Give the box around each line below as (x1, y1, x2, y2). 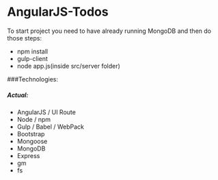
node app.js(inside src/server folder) (16, 62, 121, 70)
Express (16, 151, 40, 159)
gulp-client (16, 54, 48, 62)
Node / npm (16, 115, 51, 123)
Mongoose (16, 137, 48, 145)
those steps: (7, 34, 42, 42)
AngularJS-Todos (7, 4, 109, 20)
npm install (16, 47, 49, 55)
